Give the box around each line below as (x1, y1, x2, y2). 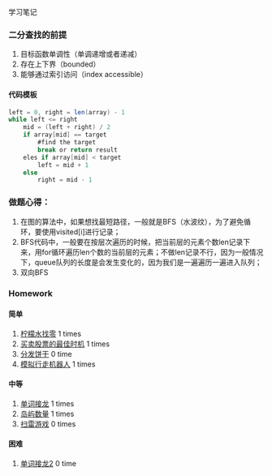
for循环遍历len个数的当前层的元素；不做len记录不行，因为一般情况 (41, 247, 264, 257)
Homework (8, 288, 53, 299)
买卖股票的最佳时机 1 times (19, 339, 110, 349)
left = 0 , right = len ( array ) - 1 (8, 108, 126, 116)
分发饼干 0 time (19, 349, 72, 358)
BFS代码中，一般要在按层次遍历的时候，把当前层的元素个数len (19, 237, 230, 247)
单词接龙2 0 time (19, 459, 77, 469)
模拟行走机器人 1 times (19, 359, 96, 369)
